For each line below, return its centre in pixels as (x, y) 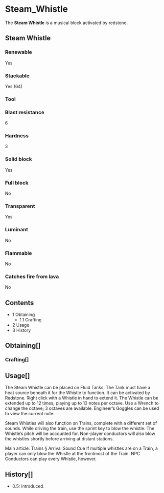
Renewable (19, 52)
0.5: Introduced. (28, 486)
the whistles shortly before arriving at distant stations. (59, 439)
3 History (21, 330)
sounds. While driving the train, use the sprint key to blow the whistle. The (80, 429)
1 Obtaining (23, 315)
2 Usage (21, 325)
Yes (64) (14, 86)
